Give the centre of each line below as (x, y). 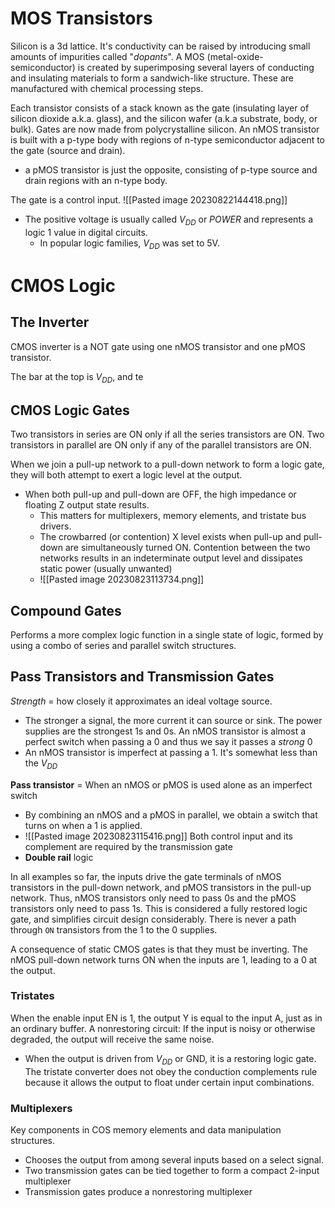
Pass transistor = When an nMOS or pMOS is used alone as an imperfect (161, 784)
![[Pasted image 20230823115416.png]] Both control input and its (159, 836)
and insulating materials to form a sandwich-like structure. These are (152, 78)
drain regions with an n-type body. (96, 180)
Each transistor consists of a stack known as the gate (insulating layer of (160, 108)
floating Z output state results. (87, 505)
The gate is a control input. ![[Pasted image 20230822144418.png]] (149, 199)
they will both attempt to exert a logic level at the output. (126, 475)
